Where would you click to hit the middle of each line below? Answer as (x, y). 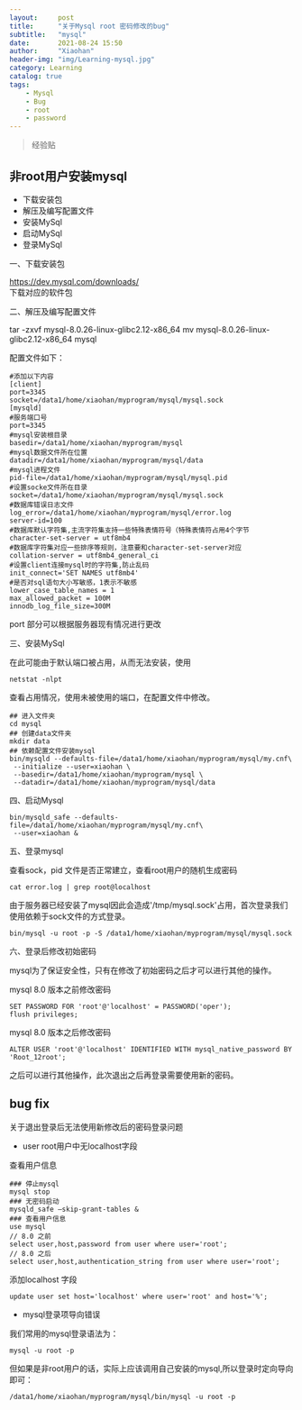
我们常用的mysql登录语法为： (64, 1333)
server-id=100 (36, 520)
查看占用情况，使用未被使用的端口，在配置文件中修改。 (112, 697)
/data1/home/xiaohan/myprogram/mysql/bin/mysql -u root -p (123, 1396)
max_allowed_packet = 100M (60, 598)
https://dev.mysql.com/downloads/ (74, 281)
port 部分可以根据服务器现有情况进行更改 (85, 623)
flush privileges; (44, 1014)
